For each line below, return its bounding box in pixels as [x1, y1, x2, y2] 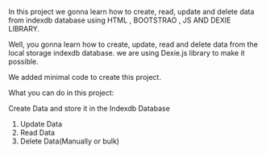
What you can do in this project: [8, 88, 114, 98]
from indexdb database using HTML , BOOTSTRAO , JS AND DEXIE [8, 15, 231, 25]
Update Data [19, 119, 63, 128]
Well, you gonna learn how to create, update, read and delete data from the [8, 40, 258, 49]
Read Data [19, 128, 55, 137]
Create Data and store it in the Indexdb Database [8, 104, 171, 113]
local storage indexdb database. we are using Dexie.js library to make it [8, 48, 245, 57]
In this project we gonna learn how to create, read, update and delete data [8, 7, 255, 16]
